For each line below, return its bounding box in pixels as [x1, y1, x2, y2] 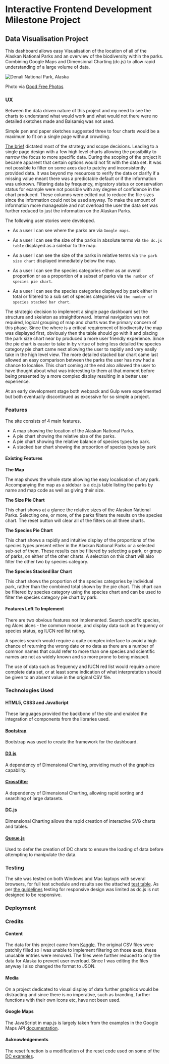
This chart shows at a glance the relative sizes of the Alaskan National [5, 507, 151, 513]
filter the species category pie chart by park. [5, 594, 98, 600]
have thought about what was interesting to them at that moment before [5, 368, 155, 374]
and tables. [5, 823, 29, 829]
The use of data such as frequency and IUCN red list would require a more [5, 663, 160, 670]
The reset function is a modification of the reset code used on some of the [5, 1048, 160, 1054]
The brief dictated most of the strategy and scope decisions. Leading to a [5, 143, 158, 150]
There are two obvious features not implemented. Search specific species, [5, 617, 160, 623]
